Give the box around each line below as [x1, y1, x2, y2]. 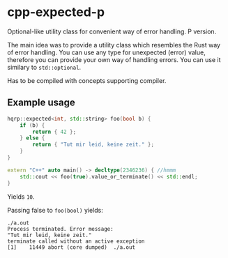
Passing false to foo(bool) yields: [7, 206, 103, 214]
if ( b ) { [20, 121, 45, 129]
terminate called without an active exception [7, 238, 145, 245]
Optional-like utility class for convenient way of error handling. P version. [7, 27, 217, 36]
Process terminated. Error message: [7, 225, 114, 232]
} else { [20, 135, 45, 142]
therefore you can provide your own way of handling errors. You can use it [7, 55, 221, 63]
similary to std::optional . [7, 63, 82, 71]
